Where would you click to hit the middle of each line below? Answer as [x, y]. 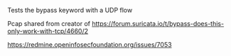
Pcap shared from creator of [49, 23]
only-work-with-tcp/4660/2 [48, 31]
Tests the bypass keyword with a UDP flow [70, 10]
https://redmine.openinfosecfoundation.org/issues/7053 [90, 44]
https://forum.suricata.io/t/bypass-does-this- [158, 23]
